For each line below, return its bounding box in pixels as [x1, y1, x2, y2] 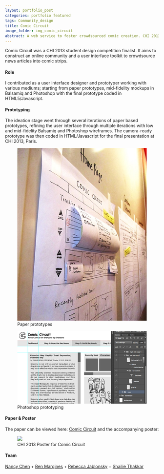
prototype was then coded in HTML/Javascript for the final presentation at [5, 133, 155, 139]
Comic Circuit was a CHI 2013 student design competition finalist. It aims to [5, 48, 157, 53]
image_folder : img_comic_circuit [5, 28, 73, 34]
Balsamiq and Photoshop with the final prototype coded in [5, 90, 122, 96]
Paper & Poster [5, 415, 36, 421]
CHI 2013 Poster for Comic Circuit [17, 441, 85, 447]
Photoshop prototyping [17, 404, 64, 410]
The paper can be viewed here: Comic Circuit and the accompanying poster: [5, 426, 159, 432]
